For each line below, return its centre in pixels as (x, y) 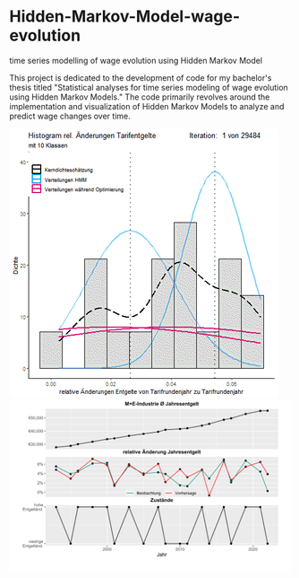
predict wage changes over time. (70, 116)
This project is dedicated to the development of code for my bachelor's (141, 77)
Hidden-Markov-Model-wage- (124, 17)
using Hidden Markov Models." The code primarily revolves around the (140, 97)
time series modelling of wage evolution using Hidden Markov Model (136, 60)
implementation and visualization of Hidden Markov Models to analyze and (147, 106)
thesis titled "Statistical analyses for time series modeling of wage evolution (149, 87)
